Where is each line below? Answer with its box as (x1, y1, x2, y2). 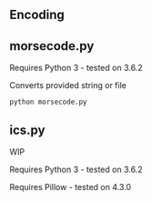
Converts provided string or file (9, 80, 127, 91)
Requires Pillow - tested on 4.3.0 (9, 182, 132, 193)
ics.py (9, 122, 46, 137)
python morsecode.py (9, 97, 88, 107)
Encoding (9, 7, 66, 23)
